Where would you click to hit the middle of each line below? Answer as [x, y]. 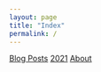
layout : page [33, 17]
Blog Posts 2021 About [50, 59]
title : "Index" [37, 25]
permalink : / [33, 33]
